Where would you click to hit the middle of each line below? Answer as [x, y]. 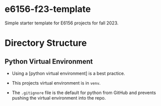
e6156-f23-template [48, 9]
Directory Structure [46, 43]
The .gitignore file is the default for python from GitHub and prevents [84, 93]
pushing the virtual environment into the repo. [59, 98]
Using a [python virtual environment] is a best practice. [68, 73]
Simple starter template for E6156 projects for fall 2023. [62, 23]
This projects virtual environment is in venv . [56, 83]
